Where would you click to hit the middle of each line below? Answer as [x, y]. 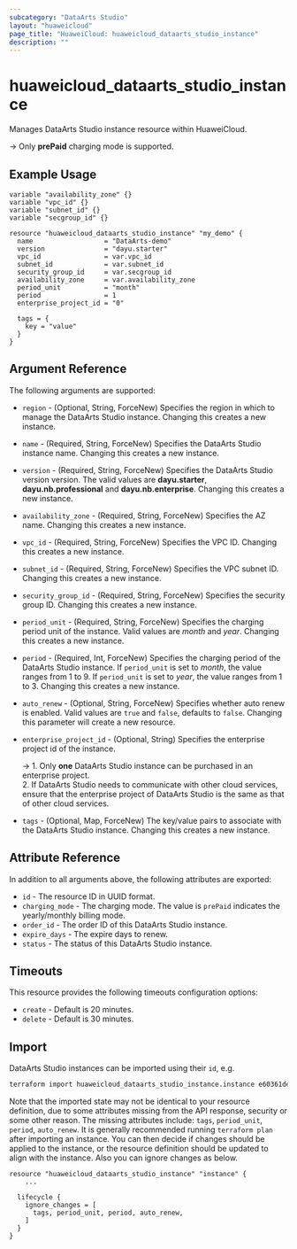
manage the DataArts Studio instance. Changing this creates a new [144, 416]
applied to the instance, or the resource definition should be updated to [139, 1149]
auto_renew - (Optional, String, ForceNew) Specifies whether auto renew [153, 703]
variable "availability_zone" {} [71, 195]
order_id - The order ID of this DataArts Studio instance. [125, 924]
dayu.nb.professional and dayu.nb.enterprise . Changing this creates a [153, 489]
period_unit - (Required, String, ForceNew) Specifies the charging [143, 622]
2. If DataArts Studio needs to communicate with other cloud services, [150, 784]
